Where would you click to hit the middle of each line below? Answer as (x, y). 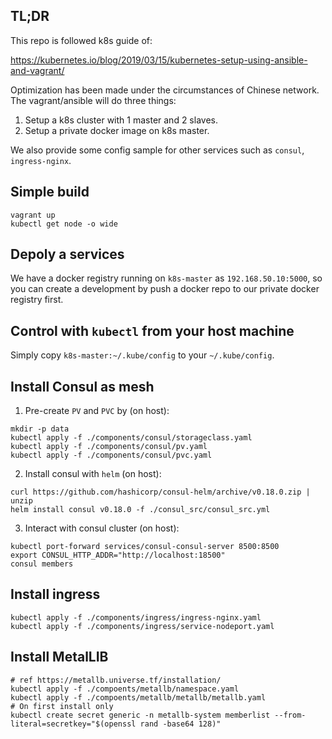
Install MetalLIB (59, 657)
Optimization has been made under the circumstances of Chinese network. (165, 90)
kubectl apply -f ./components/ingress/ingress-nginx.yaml (136, 617)
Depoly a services (67, 254)
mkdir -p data (40, 429)
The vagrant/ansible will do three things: (93, 100)
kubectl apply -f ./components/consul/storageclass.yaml (131, 438)
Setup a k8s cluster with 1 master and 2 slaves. (121, 120)
